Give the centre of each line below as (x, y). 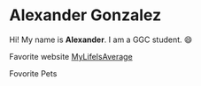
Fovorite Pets (33, 73)
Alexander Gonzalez (85, 15)
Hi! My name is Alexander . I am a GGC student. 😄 (101, 39)
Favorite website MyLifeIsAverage (71, 56)
